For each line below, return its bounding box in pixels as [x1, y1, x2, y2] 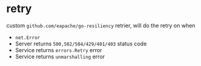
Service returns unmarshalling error [15, 53, 105, 60]
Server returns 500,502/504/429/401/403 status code [15, 40, 147, 47]
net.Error [15, 35, 41, 41]
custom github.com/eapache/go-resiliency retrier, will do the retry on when [6, 22, 196, 29]
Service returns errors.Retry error [15, 46, 102, 53]
